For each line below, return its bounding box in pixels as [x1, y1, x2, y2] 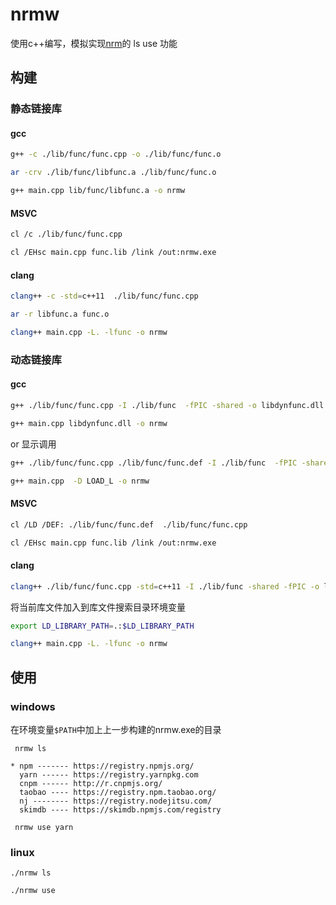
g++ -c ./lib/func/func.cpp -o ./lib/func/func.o [10, 149, 222, 160]
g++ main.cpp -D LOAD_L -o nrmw [10, 476, 150, 486]
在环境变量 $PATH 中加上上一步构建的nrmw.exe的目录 [10, 723, 222, 735]
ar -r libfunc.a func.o [10, 309, 110, 320]
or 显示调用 [10, 438, 57, 450]
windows [10, 699, 56, 713]
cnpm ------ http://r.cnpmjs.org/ [19, 778, 163, 788]
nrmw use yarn [14, 822, 74, 832]
